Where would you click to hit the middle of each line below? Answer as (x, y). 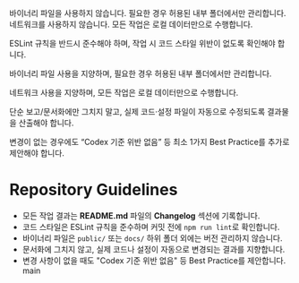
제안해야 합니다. (37, 153)
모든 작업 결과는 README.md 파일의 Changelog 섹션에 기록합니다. (141, 215)
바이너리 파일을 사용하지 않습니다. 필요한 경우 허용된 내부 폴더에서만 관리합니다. (148, 13)
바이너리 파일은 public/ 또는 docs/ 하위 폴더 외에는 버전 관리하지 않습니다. (153, 238)
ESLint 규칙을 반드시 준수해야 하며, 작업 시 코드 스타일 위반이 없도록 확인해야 (142, 43)
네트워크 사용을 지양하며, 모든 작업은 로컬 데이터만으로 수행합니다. (124, 93)
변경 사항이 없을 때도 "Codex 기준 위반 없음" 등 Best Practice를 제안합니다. (154, 260)
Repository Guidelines (94, 190)
